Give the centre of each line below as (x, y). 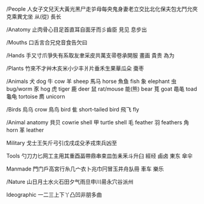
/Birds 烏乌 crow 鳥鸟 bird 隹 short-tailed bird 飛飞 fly (73, 109)
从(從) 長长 (48, 16)
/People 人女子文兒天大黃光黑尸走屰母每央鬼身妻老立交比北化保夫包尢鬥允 (100, 9)
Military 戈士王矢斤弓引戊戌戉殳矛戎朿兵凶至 (62, 143)
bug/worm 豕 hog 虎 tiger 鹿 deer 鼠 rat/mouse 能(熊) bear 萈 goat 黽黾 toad (102, 89)
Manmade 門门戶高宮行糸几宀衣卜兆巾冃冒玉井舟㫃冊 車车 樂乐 (85, 169)
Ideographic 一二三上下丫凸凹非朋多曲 (54, 195)
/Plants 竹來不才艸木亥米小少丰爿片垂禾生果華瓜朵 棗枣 (75, 68)
